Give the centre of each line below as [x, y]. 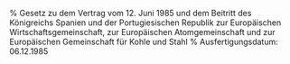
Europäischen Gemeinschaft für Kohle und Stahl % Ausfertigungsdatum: [144, 41]
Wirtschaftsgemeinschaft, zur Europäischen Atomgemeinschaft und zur [142, 32]
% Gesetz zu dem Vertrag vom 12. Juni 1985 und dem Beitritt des [131, 13]
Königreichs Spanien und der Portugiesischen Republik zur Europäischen [145, 23]
